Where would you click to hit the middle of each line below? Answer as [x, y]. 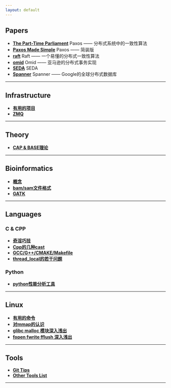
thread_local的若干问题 [37, 259]
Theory [17, 135]
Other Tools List [30, 376]
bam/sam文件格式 [32, 188]
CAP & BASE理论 [30, 147]
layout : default [22, 10]
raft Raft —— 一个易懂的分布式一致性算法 [56, 56]
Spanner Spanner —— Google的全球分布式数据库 [65, 74]
